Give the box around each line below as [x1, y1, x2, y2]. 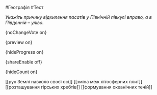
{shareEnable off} [5, 59, 42, 65]
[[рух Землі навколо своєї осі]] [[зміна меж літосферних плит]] [5, 79, 143, 84]
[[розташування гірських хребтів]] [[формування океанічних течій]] [5, 84, 152, 90]
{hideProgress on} [5, 49, 44, 55]
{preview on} [5, 39, 33, 45]
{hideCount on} [5, 69, 38, 75]
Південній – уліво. [5, 20, 44, 25]
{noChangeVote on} [5, 29, 47, 35]
